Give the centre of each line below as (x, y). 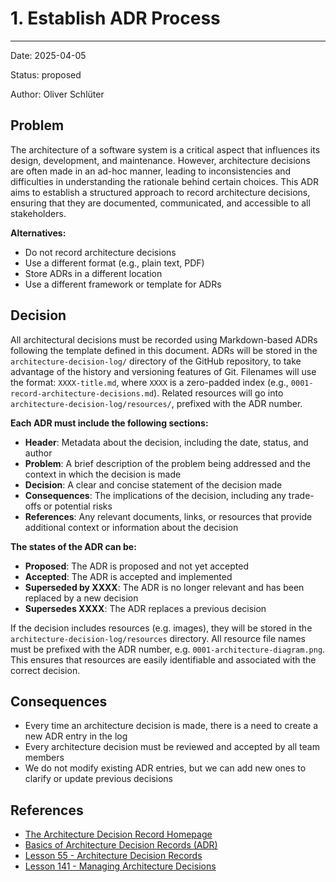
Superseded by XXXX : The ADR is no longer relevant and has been (164, 587)
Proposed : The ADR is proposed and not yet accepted (136, 566)
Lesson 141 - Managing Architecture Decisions (120, 866)
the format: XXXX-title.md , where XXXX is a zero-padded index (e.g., (149, 382)
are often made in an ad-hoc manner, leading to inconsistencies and (151, 171)
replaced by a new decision (81, 598)
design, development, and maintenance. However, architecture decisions (160, 160)
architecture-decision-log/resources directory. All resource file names (158, 638)
